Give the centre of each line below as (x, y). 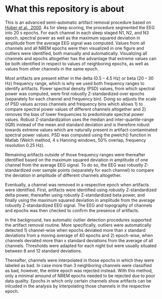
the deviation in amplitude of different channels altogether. (63, 175)
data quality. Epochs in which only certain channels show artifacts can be (78, 281)
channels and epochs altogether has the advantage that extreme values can (81, 58)
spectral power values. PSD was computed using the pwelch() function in (78, 135)
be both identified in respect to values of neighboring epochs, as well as (77, 64)
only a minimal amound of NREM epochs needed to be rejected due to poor (80, 276)
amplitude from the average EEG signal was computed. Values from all (75, 43)
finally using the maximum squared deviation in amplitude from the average (80, 200)
